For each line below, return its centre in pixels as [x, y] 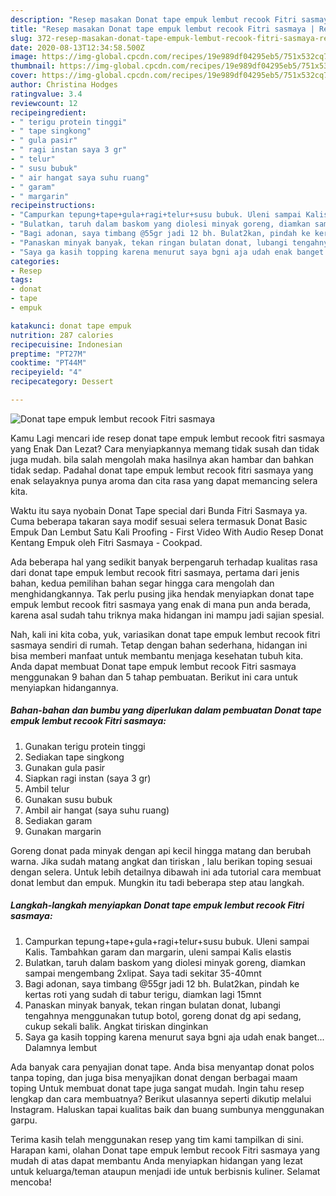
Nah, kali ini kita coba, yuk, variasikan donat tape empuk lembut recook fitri [165, 634]
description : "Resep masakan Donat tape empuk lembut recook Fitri [154, 19]
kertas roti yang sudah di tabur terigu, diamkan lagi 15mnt [143, 994]
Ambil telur [47, 788]
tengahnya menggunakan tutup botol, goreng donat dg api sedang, [163, 1015]
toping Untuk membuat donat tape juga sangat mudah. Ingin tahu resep [157, 1088]
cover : [24, 76]
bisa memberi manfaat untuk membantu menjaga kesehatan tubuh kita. [157, 655]
